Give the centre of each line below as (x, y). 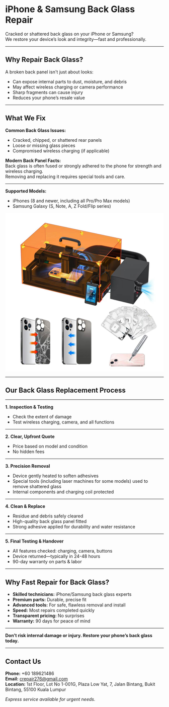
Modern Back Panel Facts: (33, 160)
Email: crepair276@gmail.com (36, 679)
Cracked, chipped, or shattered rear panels (57, 140)
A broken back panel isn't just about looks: (50, 72)
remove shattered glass (37, 487)
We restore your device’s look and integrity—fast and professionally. (76, 39)
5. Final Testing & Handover (34, 541)
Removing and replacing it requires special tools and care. (65, 176)
